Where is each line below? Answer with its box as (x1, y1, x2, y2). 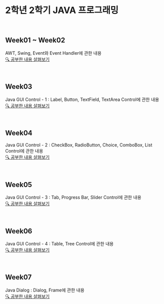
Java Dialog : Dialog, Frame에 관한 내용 (5, 287, 85, 293)
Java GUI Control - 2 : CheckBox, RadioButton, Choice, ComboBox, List (5, 142, 152, 148)
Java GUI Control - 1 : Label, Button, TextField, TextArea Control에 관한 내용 (5, 96, 159, 102)
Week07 (5, 273, 32, 281)
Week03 (5, 82, 33, 91)
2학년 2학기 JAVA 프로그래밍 (5, 5, 119, 16)
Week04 (5, 128, 33, 137)
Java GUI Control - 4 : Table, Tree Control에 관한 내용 (5, 241, 114, 246)
